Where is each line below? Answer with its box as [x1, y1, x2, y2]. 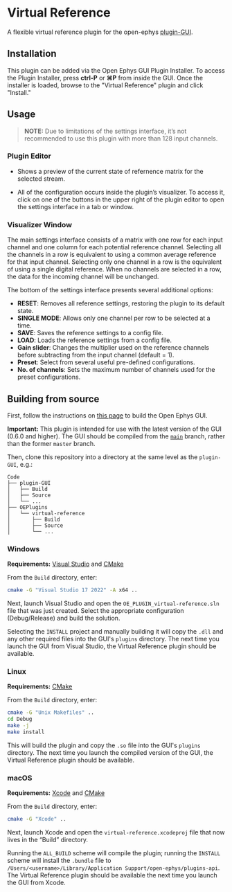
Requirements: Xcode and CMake [7, 789, 105, 797]
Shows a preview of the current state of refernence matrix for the [17, 167, 204, 175]
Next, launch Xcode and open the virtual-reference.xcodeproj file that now [7, 828, 225, 837]
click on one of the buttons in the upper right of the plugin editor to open [17, 195, 224, 204]
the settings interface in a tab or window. [17, 202, 134, 211]
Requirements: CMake [7, 682, 73, 690]
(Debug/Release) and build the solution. [7, 614, 121, 623]
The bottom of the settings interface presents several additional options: [7, 286, 213, 294]
